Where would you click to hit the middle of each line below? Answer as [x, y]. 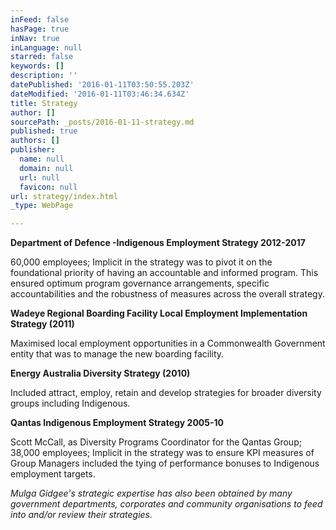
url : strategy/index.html [64, 196]
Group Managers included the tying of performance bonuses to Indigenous [165, 463]
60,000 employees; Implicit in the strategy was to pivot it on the [141, 262]
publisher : [33, 150]
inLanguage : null [46, 47]
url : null [39, 177]
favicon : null [48, 187]
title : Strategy [44, 103]
